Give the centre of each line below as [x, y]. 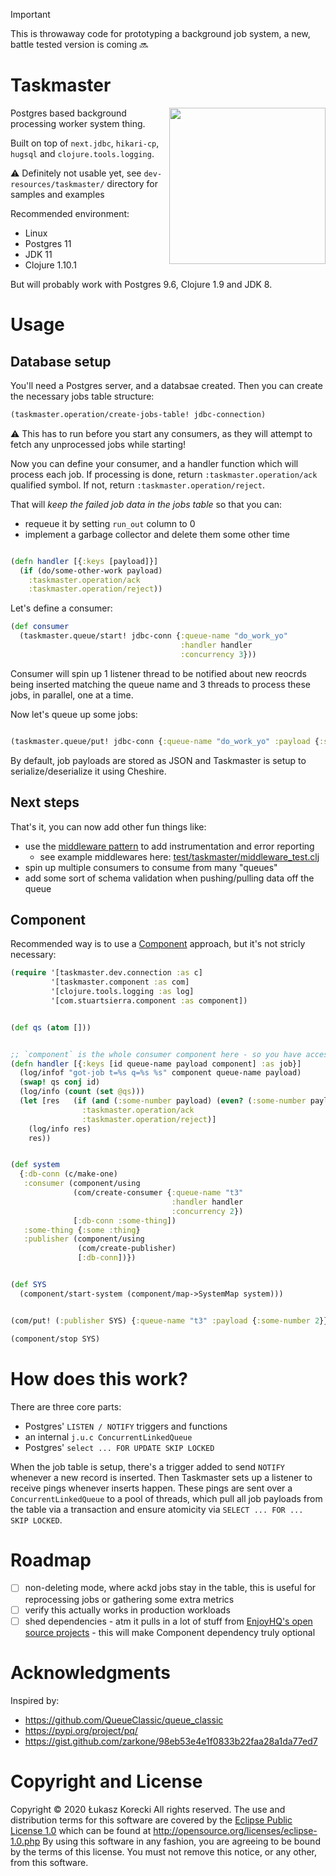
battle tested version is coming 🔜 [79, 44]
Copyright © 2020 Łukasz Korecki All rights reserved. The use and [148, 1809]
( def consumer [40, 627]
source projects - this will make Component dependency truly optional [170, 1632]
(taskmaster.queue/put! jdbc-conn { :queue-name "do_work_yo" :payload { [165, 741]
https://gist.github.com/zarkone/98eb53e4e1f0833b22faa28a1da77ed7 [171, 1741]
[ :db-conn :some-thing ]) [125, 1220]
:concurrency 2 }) [207, 1211]
